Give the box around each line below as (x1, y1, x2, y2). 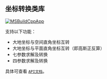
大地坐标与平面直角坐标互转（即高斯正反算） (12, 45, 105, 51)
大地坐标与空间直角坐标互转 (12, 39, 70, 45)
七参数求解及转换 (12, 51, 48, 57)
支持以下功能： (5, 28, 36, 34)
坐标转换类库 (5, 4, 45, 13)
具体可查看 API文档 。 (5, 68, 47, 74)
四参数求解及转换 (12, 58, 48, 64)
